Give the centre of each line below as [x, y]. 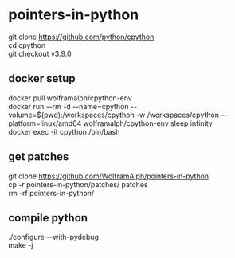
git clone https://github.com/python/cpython [81, 37]
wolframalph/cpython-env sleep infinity [148, 123]
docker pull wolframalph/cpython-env [70, 98]
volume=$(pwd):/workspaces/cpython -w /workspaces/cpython [114, 115]
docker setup [42, 78]
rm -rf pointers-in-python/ [51, 193]
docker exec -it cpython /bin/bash [64, 131]
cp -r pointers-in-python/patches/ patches [78, 184]
